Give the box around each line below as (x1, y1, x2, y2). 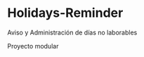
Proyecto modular (7, 42, 59, 50)
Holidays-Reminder (7, 5, 124, 21)
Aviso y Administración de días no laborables (7, 28, 138, 37)
